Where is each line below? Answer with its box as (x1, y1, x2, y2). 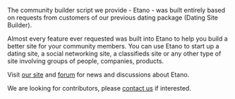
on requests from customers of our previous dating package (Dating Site (7, 13, 219, 22)
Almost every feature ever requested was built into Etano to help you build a (7, 34, 228, 43)
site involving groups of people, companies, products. (7, 57, 164, 65)
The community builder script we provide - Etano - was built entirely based (7, 6, 226, 14)
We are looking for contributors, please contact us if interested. (7, 84, 192, 92)
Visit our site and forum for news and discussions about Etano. (7, 70, 190, 79)
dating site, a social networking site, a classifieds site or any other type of (7, 49, 222, 58)
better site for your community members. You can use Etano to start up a (7, 42, 219, 50)
